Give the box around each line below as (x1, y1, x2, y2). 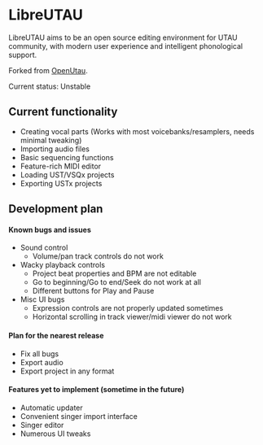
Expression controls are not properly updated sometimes (32, 303, 224, 313)
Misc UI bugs (20, 294, 65, 304)
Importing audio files (20, 144, 90, 154)
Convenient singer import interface (20, 411, 138, 421)
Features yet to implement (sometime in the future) (8, 385, 185, 395)
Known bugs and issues (8, 225, 92, 234)
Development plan (8, 202, 103, 216)
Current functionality (8, 105, 118, 119)
